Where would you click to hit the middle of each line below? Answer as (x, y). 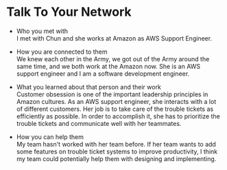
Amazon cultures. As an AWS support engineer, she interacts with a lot (116, 101)
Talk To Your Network (69, 12)
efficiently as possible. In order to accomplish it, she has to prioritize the (118, 116)
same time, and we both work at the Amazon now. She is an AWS (108, 66)
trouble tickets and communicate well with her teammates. (99, 123)
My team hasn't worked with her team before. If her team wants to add (116, 144)
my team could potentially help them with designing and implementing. (116, 158)
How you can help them (50, 137)
